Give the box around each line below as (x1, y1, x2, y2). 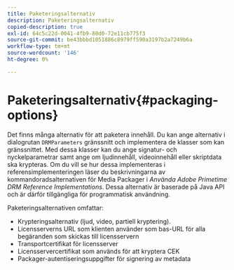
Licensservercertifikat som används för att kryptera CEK (17, 247, 180, 255)
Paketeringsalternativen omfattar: (7, 203, 104, 212)
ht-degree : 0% (7, 56, 49, 63)
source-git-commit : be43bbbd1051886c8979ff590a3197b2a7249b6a (7, 36, 193, 43)
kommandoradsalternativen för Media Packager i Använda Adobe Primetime (7, 175, 228, 183)
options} (7, 107, 59, 123)
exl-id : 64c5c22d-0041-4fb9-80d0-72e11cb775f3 (7, 29, 146, 37)
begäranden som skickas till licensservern (17, 232, 139, 241)
